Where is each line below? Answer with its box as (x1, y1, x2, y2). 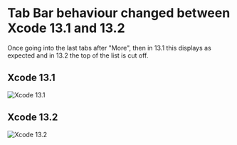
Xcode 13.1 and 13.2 (7, 20, 126, 36)
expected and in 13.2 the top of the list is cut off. (7, 51, 149, 60)
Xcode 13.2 (7, 112, 58, 124)
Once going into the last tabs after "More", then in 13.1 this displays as (7, 43, 211, 52)
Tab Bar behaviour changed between (7, 5, 231, 21)
